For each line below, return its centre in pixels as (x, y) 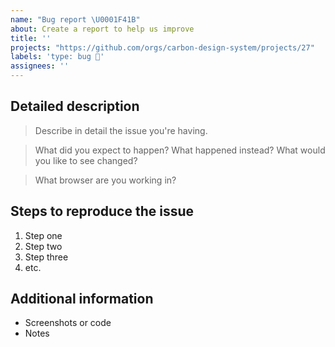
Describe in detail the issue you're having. (121, 130)
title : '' (31, 38)
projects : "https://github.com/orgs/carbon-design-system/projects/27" (162, 47)
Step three (46, 257)
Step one (43, 235)
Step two (43, 246)
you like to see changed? (86, 160)
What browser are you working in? (105, 180)
